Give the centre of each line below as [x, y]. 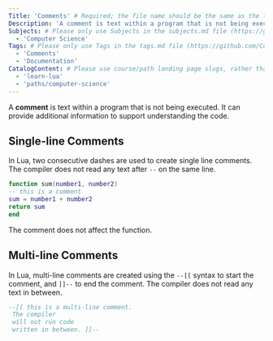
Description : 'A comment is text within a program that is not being [129, 24]
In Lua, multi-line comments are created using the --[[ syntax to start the [131, 275]
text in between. [35, 292]
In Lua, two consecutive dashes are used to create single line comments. [130, 161]
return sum [27, 207]
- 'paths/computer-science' [63, 84]
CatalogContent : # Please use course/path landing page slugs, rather [130, 69]
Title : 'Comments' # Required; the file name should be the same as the [134, 16]
